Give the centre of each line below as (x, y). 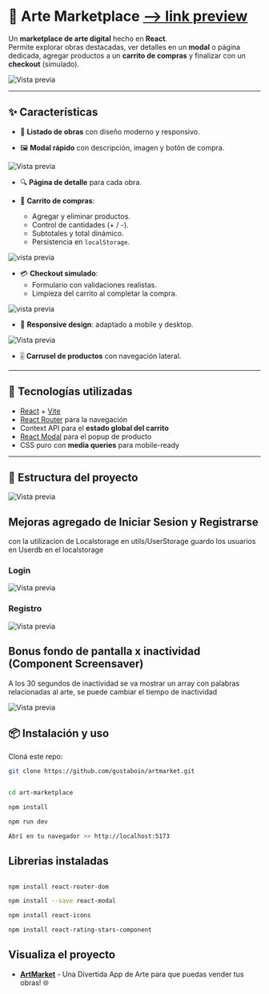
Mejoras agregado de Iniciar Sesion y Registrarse (133, 522)
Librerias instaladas (59, 861)
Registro (25, 609)
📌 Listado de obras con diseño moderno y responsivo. (110, 131)
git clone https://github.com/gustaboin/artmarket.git (102, 771)
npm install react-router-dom (59, 887)
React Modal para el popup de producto (86, 437)
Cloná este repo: (36, 757)
